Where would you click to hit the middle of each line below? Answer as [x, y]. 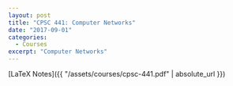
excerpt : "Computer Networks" [58, 52]
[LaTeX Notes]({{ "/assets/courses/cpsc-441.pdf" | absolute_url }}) [117, 74]
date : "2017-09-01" [40, 30]
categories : [28, 37]
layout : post [30, 15]
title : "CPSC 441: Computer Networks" [72, 23]
